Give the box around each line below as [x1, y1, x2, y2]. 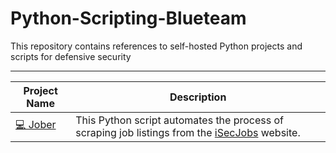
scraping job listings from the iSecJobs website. [75, 125, 301, 139]
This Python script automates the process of [75, 113, 285, 127]
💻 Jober [15, 118, 57, 132]
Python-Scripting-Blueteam [10, 7, 247, 30]
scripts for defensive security [10, 50, 132, 62]
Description [169, 90, 227, 104]
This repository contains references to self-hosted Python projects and [10, 40, 303, 52]
